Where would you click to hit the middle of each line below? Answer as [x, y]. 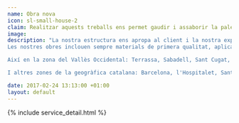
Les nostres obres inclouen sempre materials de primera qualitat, [110, 47]
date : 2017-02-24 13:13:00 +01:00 [59, 85]
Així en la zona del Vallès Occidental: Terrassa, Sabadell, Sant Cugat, [119, 60]
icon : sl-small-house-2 [43, 21]
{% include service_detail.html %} [57, 112]
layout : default [31, 92]
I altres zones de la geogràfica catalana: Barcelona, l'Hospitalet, [113, 73]
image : [17, 34]
